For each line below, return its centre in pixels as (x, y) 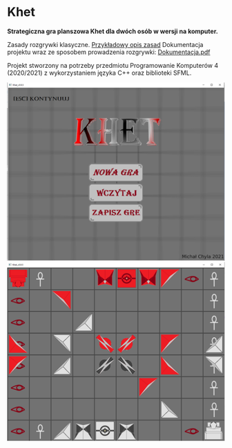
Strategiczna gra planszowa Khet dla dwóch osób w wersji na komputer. (113, 31)
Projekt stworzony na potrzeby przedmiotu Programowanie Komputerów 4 (113, 65)
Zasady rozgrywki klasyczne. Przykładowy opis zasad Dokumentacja (105, 44)
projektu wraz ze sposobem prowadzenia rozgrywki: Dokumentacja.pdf (109, 52)
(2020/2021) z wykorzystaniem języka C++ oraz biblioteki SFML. (99, 73)
